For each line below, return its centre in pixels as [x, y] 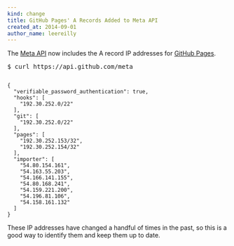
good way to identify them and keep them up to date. [84, 235]
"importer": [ [34, 160]
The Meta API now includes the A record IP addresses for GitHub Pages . [111, 53]
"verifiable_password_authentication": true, [81, 92]
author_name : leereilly [42, 33]
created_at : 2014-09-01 [42, 27]
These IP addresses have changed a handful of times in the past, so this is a [117, 228]
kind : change [26, 14]
